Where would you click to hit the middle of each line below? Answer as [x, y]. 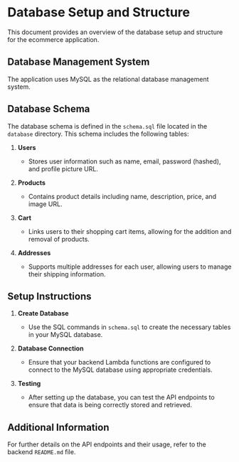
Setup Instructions [49, 296]
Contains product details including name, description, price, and [122, 196]
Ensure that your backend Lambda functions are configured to [119, 362]
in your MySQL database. [65, 335]
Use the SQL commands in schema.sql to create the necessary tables [129, 327]
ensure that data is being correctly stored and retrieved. [110, 405]
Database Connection [51, 348]
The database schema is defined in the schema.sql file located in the [107, 126]
